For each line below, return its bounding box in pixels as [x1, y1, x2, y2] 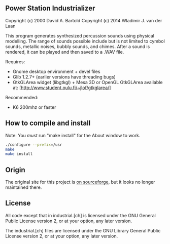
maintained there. [5, 184, 42, 190]
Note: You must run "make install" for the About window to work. [5, 132, 141, 138]
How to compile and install [5, 119, 91, 128]
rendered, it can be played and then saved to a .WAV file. [5, 49, 124, 55]
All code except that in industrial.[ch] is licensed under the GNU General [5, 212, 156, 218]
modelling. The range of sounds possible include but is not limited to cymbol [5, 38, 165, 44]
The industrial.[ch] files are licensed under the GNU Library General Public [5, 227, 161, 233]
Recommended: [5, 94, 39, 100]
